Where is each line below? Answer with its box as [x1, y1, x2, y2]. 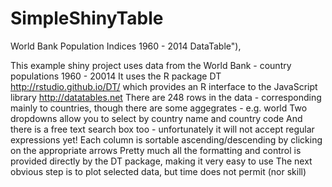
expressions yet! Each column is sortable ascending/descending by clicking [10, 133, 323, 146]
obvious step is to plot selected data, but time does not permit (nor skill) [10, 165, 307, 177]
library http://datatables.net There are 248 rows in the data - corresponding [10, 91, 322, 103]
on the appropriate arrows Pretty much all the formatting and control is [10, 144, 302, 156]
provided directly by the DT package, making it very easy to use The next [10, 155, 313, 167]
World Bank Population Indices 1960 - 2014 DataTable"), [10, 40, 242, 52]
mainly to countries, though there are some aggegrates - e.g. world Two [10, 102, 308, 114]
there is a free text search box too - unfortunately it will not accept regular [10, 123, 315, 135]
